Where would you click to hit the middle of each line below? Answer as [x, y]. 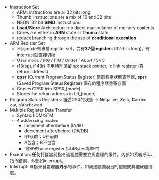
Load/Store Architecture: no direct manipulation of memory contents [86, 28]
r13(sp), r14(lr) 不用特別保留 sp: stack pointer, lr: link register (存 [80, 66]
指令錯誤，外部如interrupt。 [37, 161]
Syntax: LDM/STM [35, 115]
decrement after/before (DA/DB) [56, 131]
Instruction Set [24, 7]
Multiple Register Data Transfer [41, 110]
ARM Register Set [27, 43]
